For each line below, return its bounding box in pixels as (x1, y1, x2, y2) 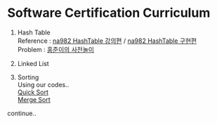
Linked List (17, 59, 49, 67)
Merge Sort (17, 95, 51, 103)
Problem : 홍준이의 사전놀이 (17, 45, 95, 53)
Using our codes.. (17, 80, 70, 89)
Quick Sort (17, 88, 49, 96)
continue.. (7, 109, 37, 117)
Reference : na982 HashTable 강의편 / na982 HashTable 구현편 (17, 37, 197, 45)
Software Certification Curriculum (7, 5, 211, 21)
